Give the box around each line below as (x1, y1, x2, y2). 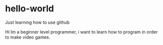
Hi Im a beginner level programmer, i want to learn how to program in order (5, 29, 158, 35)
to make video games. (5, 34, 51, 40)
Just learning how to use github (5, 19, 70, 25)
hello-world (5, 3, 54, 14)
